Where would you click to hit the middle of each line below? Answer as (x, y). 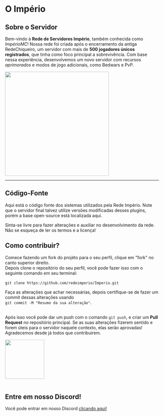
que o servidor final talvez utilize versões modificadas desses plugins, (76, 210)
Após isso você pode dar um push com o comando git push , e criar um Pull (82, 317)
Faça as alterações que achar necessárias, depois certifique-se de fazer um (82, 292)
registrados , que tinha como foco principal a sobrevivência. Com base (76, 54)
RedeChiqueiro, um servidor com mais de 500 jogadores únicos (70, 49)
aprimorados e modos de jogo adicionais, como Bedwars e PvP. (70, 65)
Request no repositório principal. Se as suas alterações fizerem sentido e (79, 322)
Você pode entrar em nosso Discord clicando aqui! (56, 409)
